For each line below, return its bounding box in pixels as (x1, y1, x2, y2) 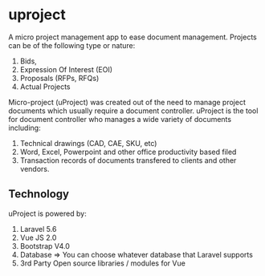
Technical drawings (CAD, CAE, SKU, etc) (19, 138, 157, 148)
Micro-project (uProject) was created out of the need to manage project (8, 97, 247, 107)
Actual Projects (19, 82, 71, 91)
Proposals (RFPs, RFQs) (19, 73, 100, 83)
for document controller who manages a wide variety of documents (8, 114, 231, 124)
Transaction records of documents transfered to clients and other (19, 155, 237, 165)
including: (8, 123, 42, 132)
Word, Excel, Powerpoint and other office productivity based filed (19, 147, 237, 156)
